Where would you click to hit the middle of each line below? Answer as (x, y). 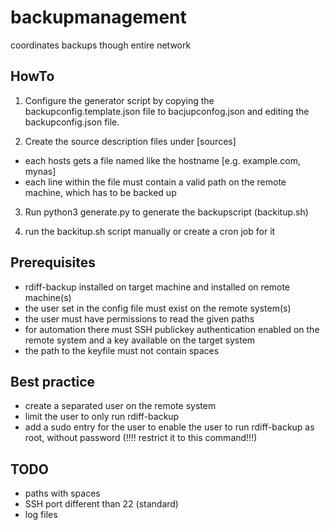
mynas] (40, 171)
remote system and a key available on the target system (140, 340)
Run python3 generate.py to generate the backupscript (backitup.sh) (166, 212)
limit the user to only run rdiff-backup (102, 417)
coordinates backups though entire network (101, 45)
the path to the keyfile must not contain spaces (122, 350)
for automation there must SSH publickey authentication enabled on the (172, 329)
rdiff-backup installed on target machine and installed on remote (157, 287)
